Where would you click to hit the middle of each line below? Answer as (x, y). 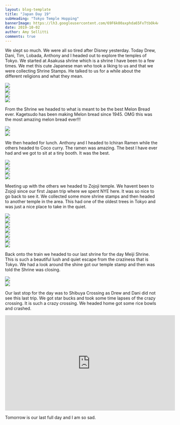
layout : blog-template (28, 9)
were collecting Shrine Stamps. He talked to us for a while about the (73, 71)
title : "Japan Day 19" (28, 14)
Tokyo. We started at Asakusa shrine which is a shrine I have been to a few (80, 61)
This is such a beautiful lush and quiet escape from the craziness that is (77, 259)
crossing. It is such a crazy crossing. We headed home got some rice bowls (81, 303)
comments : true (20, 37)
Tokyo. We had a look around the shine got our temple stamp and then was (80, 264)
